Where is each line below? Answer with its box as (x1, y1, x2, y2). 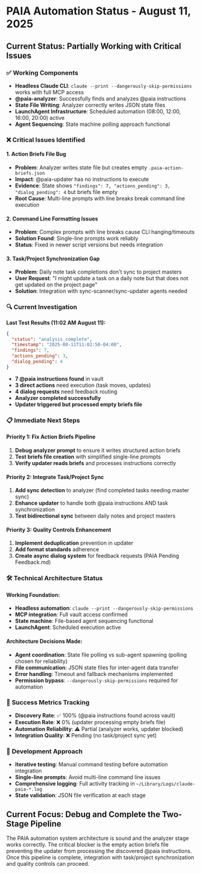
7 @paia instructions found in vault (14, 375, 104, 382)
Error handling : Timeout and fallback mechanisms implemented (14, 670, 173, 677)
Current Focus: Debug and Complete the (6, 809, 161, 819)
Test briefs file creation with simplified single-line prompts (14, 453, 161, 460)
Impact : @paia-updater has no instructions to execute (14, 176, 149, 183)
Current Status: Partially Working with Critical (6, 41, 181, 51)
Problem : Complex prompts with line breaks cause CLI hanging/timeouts (14, 228, 195, 236)
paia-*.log (14, 786, 43, 793)
